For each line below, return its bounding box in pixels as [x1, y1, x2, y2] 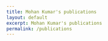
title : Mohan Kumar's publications [6, 8, 97, 15]
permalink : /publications [6, 25, 72, 32]
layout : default [6, 14, 48, 20]
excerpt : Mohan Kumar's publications [6, 20, 103, 26]
